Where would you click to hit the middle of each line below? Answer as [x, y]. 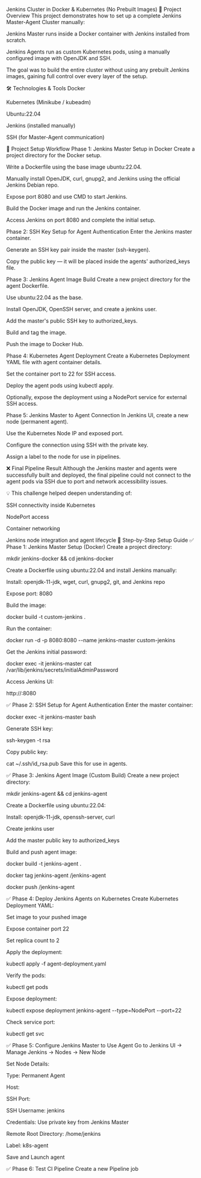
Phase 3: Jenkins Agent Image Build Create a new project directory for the [98, 279]
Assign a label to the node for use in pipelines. [63, 457]
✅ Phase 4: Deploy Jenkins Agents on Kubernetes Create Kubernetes [92, 899]
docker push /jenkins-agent [41, 887]
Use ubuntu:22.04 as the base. [45, 297]
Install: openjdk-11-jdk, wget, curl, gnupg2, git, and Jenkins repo [86, 582]
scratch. [17, 40]
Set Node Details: [28, 1064]
